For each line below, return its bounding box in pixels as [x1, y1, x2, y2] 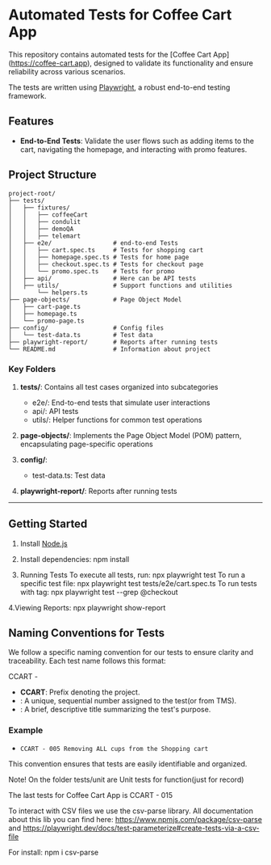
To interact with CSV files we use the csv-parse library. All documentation [8, 806, 254, 816]
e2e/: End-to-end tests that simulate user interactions [31, 398, 211, 407]
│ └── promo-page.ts [8, 317, 85, 325]
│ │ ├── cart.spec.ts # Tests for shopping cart [8, 246, 204, 254]
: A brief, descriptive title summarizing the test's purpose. [19, 705, 211, 715]
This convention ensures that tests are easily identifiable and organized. [8, 758, 248, 769]
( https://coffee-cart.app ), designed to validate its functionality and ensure [8, 58, 254, 68]
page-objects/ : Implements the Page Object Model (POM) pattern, [19, 430, 242, 440]
